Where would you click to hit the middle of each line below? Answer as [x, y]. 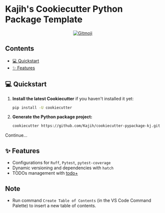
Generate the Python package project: [52, 117]
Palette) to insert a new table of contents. [54, 206]
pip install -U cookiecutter [42, 107]
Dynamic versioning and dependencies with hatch [63, 168]
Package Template [44, 19]
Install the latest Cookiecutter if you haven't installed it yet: [73, 98]
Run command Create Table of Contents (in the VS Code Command [82, 200]
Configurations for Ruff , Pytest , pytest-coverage [61, 163]
